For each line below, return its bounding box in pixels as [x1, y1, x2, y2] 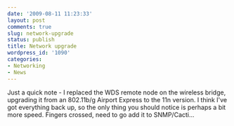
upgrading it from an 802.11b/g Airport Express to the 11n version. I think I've [7, 95, 227, 104]
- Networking [7, 62, 46, 69]
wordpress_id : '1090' [7, 50, 71, 57]
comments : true [7, 23, 52, 30]
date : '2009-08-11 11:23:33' [7, 10, 93, 17]
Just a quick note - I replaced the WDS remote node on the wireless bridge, [7, 88, 226, 97]
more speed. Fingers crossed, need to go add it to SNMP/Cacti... [7, 110, 195, 119]
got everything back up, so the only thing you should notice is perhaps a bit [7, 103, 226, 111]
